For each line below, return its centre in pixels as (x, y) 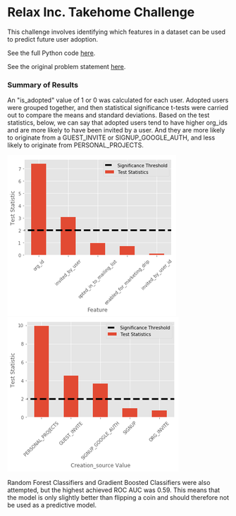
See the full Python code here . (51, 53)
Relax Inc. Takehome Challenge (101, 12)
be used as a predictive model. (52, 505)
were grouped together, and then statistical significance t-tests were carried (118, 108)
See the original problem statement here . (67, 66)
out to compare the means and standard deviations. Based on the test (108, 115)
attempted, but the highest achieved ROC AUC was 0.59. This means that (114, 490)
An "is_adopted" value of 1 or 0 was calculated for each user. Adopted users (118, 100)
